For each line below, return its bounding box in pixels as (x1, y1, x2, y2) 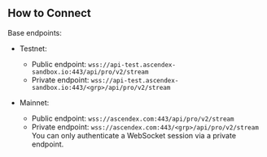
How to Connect (7, 6, 91, 20)
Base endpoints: (7, 28, 63, 37)
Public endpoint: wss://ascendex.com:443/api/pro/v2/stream (31, 113, 234, 123)
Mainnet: (19, 97, 50, 108)
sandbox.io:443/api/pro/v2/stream (31, 68, 149, 76)
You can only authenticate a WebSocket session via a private (31, 130, 237, 140)
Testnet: (19, 44, 47, 53)
